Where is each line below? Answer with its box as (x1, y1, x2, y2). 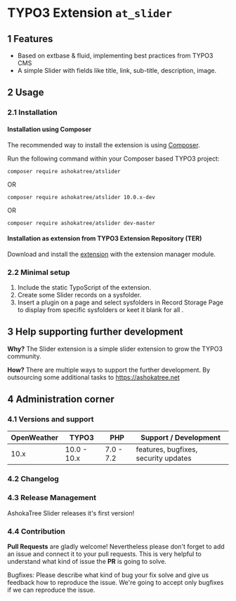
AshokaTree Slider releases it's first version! (7, 508, 135, 517)
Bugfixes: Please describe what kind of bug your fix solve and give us (7, 571, 209, 579)
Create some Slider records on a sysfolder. (17, 291, 142, 299)
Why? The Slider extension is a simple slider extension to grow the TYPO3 (7, 344, 223, 353)
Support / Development (140, 433, 221, 443)
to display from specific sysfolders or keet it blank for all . (17, 306, 184, 314)
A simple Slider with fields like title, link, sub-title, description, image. (17, 67, 217, 74)
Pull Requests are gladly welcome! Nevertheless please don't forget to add (7, 542, 225, 551)
